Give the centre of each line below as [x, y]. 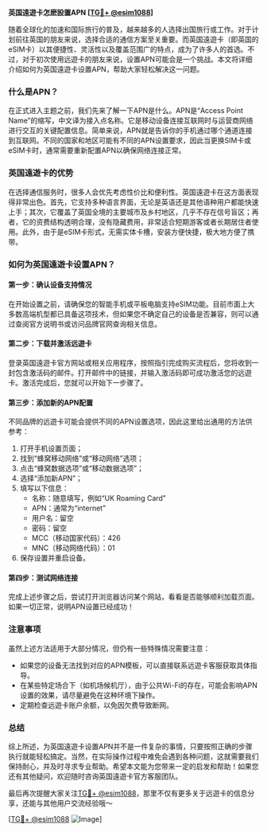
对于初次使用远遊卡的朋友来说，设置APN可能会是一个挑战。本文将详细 [137, 59]
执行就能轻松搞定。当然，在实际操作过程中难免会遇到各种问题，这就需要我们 [133, 756]
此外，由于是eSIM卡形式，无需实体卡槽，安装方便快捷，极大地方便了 [135, 232]
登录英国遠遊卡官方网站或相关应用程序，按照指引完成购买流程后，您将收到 [130, 362]
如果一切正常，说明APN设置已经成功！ [72, 607]
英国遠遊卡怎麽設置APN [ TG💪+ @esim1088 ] [81, 12]
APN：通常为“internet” [68, 508]
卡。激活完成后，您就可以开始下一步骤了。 [78, 382]
